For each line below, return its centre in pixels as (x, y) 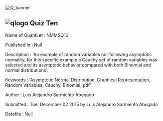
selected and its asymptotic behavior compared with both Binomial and (78, 65)
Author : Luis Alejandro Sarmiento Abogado (50, 95)
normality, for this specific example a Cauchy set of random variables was (81, 60)
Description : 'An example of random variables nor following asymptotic (79, 54)
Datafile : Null (19, 114)
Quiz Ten (44, 23)
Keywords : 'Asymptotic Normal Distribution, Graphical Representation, (78, 80)
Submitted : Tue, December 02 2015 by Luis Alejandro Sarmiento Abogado (81, 104)
